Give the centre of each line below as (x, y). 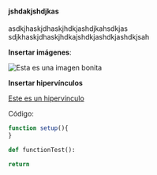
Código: (21, 114)
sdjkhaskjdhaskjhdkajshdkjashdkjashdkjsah (79, 37)
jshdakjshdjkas (34, 11)
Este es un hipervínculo (46, 98)
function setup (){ (38, 128)
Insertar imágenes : (40, 52)
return (19, 164)
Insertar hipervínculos (45, 83)
